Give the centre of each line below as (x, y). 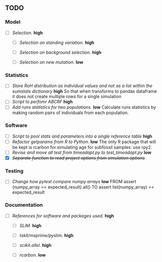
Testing (14, 171)
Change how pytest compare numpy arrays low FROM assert (74, 182)
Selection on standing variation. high (57, 42)
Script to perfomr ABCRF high (42, 102)
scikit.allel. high (35, 245)
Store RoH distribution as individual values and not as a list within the (82, 86)
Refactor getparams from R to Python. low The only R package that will (84, 142)
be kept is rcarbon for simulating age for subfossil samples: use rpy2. (82, 147)
